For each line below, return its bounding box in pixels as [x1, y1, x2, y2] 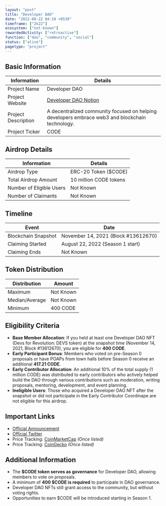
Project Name [7, 85, 40, 92]
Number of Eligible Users [7, 185, 66, 191]
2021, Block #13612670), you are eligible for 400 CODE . [12, 345, 126, 351]
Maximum [7, 288, 31, 295]
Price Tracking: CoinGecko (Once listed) [12, 441, 94, 447]
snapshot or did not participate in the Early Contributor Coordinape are [12, 392, 157, 398]
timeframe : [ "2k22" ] [5, 21, 48, 26]
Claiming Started [7, 241, 46, 248]
